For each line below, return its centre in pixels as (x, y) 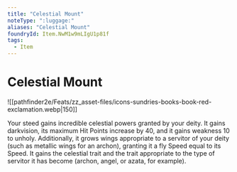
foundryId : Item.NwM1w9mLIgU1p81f (59, 34)
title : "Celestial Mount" (45, 14)
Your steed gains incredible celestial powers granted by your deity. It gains (116, 123)
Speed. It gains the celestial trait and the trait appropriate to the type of (111, 153)
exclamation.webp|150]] (43, 109)
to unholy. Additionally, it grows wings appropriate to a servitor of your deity (118, 138)
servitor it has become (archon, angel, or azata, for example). (97, 161)
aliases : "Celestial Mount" (49, 27)
